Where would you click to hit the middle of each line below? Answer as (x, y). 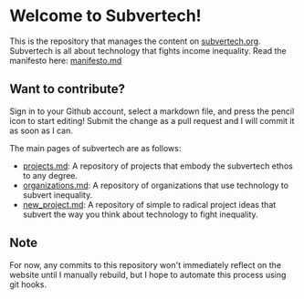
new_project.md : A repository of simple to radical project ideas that (149, 204)
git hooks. (28, 284)
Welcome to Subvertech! (106, 16)
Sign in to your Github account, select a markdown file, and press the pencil (152, 111)
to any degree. (50, 175)
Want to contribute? (68, 89)
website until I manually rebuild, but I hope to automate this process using (148, 274)
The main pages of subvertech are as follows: (95, 148)
